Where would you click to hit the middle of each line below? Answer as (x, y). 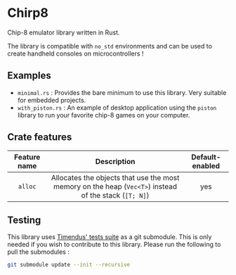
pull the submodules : (39, 252)
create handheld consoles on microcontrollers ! (76, 53)
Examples (29, 76)
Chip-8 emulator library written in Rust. (64, 32)
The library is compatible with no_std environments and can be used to (110, 46)
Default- (206, 157)
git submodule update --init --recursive (69, 265)
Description (115, 161)
